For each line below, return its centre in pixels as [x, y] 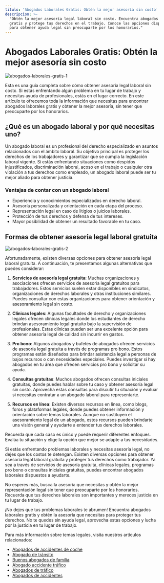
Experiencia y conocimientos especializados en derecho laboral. [77, 201]
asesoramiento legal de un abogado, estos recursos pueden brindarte [82, 420]
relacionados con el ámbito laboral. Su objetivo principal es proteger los [77, 151]
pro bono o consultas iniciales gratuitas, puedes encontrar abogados [74, 470]
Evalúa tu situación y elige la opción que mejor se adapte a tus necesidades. [82, 439]
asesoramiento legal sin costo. [43, 304]
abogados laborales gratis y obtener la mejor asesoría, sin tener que [74, 106]
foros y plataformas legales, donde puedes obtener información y [78, 409]
